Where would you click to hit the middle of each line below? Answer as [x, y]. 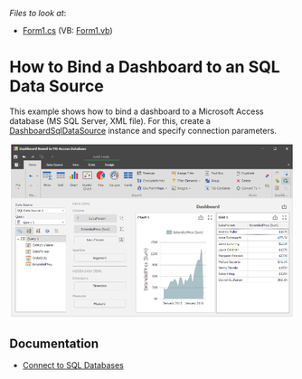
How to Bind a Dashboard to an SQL [145, 67]
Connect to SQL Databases [73, 365]
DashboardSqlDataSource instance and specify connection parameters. [143, 130]
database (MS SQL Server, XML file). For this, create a [110, 120]
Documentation [54, 344]
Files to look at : [38, 13]
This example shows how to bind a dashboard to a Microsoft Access [137, 111]
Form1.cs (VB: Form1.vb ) [67, 30]
